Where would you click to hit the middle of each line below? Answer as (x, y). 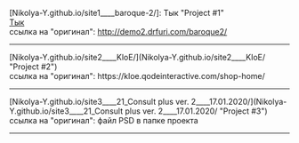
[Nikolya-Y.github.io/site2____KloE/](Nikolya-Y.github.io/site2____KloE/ (137, 57)
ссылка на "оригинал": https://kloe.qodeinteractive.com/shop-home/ (137, 76)
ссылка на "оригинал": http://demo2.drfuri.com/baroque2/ (118, 32)
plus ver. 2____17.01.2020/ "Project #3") (196, 111)
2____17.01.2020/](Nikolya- (239, 102)
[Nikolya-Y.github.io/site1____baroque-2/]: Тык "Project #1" (117, 13)
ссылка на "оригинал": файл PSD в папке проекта (104, 120)
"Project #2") (33, 67)
